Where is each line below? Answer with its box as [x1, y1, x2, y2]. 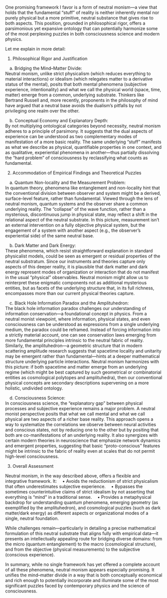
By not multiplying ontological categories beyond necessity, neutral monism [5, 123, 161, 129]
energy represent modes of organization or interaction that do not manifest [5, 269, 159, 275]
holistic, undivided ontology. [5, 385, 63, 391]
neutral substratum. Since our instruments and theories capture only [5, 258, 146, 264]
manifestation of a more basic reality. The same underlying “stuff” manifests [5, 139, 162, 145]
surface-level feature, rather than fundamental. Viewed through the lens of [5, 195, 159, 201]
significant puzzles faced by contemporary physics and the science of [5, 583, 150, 588]
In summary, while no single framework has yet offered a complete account [5, 561, 161, 567]
